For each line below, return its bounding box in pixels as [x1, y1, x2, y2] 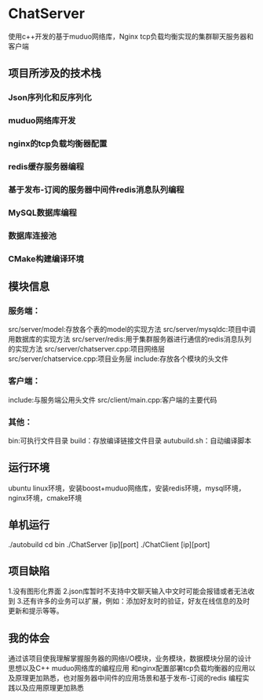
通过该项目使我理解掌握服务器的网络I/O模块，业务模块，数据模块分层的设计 [8, 654, 252, 663]
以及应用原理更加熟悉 [14, 684, 84, 693]
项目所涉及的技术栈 [8, 67, 101, 80]
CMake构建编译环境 [8, 253, 84, 264]
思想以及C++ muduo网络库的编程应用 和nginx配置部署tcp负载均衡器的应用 [8, 664, 249, 673]
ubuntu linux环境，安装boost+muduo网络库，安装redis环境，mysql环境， [8, 483, 246, 493]
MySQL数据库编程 [8, 207, 77, 218]
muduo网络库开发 [8, 115, 76, 126]
